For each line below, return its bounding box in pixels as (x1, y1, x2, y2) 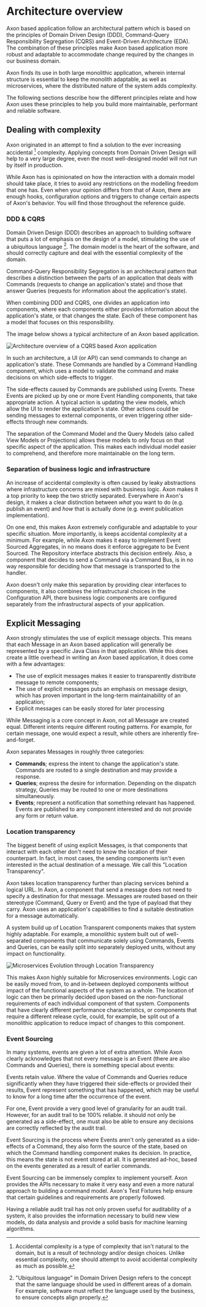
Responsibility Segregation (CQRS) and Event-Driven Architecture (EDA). (6, 37, 190, 45)
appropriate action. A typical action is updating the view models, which (6, 398, 186, 406)
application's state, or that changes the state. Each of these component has (6, 312, 198, 319)
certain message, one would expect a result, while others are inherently (6, 730, 187, 737)
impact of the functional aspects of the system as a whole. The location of (6, 986, 194, 994)
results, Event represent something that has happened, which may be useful (6, 1086, 199, 1094)
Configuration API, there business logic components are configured (6, 593, 177, 601)
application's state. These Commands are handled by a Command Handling (6, 360, 197, 368)
